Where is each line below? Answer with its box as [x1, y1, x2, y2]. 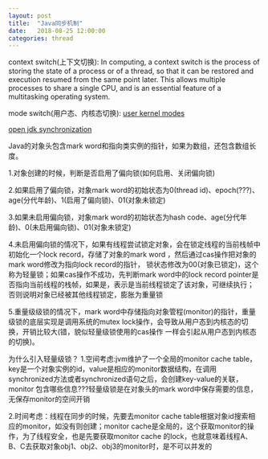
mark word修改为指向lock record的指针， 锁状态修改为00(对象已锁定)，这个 [8, 260, 259, 269]
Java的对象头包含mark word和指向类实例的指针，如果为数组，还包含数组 [8, 141, 250, 151]
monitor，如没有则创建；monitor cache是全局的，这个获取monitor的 [22, 421, 247, 431]
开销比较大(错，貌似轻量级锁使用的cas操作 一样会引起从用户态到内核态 [22, 327, 257, 337]
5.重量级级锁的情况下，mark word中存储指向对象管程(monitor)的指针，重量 [8, 307, 257, 317]
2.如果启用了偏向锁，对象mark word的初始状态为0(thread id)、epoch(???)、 [8, 186, 259, 195]
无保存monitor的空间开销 [8, 395, 91, 404]
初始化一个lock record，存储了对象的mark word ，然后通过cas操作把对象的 [8, 250, 257, 260]
